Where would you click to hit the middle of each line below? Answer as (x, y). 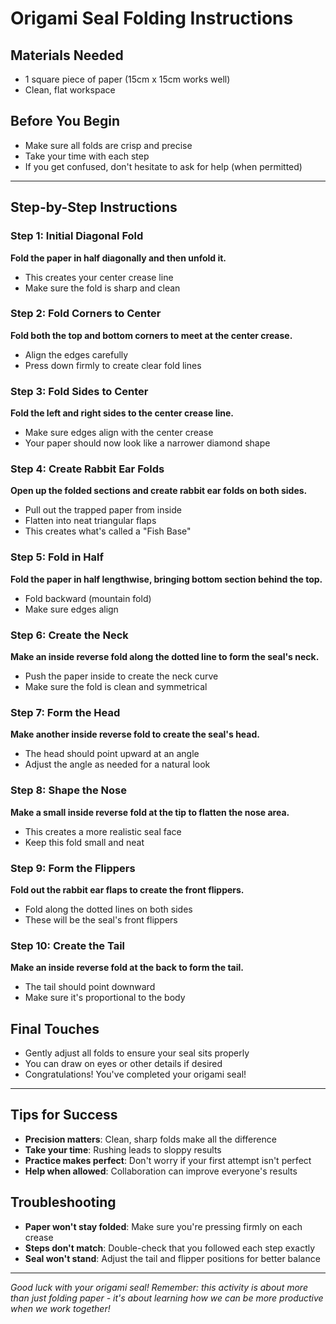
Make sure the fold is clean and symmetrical (116, 686)
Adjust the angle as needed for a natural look (117, 764)
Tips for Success (64, 1115)
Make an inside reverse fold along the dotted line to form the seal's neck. (165, 656)
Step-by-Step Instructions (94, 207)
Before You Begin (65, 121)
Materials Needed (67, 55)
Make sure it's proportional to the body (105, 998)
